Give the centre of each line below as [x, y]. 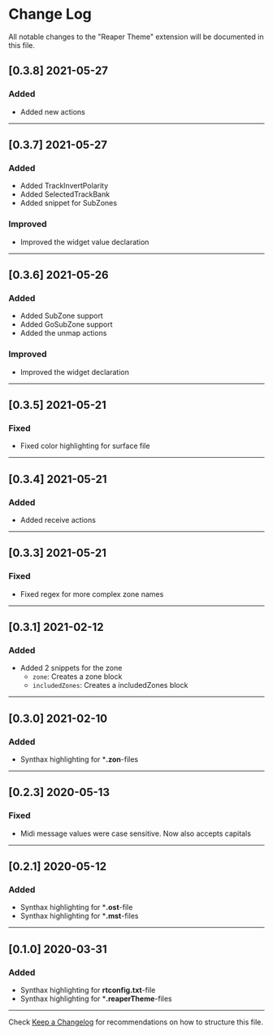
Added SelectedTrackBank [65, 194]
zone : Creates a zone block [77, 676]
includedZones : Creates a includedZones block [110, 685]
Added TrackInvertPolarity [64, 186]
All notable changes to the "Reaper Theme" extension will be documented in [136, 37]
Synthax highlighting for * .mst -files [79, 916]
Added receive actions [58, 520]
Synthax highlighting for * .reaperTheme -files [96, 999]
